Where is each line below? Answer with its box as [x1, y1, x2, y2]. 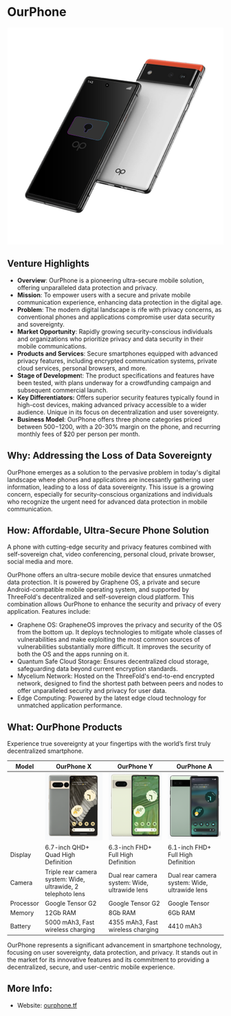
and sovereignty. [16, 320, 65, 328]
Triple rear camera [44, 867, 98, 875]
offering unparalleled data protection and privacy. [16, 283, 158, 291]
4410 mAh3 [167, 922, 203, 930]
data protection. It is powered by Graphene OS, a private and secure [7, 578, 201, 586]
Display [10, 851, 32, 859]
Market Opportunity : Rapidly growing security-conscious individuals [16, 327, 213, 335]
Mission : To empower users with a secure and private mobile [16, 291, 191, 299]
